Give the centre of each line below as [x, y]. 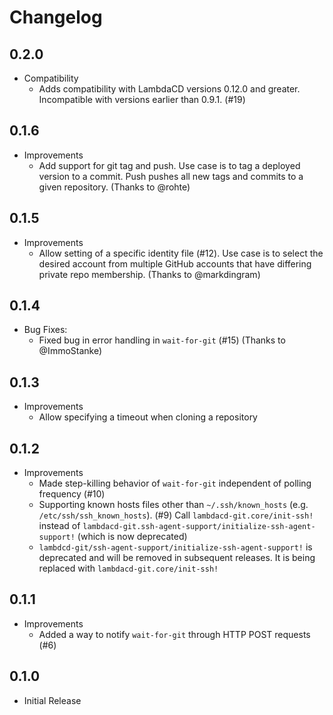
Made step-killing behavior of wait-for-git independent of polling [175, 483]
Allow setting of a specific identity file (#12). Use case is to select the [181, 253]
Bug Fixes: [45, 330]
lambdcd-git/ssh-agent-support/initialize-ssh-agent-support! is [175, 547]
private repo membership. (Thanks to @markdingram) [149, 274]
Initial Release [52, 700]
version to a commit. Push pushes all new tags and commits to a [171, 176]
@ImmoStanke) [70, 351]
